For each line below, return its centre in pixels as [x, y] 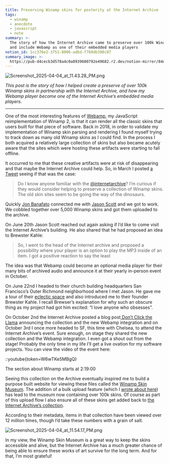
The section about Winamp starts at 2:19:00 [51, 369]
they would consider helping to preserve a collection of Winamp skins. [90, 189]
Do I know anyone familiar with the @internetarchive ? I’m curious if [87, 184]
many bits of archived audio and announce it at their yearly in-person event [83, 271]
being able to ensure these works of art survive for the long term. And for [81, 451]
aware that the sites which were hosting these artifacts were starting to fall [82, 148]
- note [17, 33]
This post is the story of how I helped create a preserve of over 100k [76, 86]
